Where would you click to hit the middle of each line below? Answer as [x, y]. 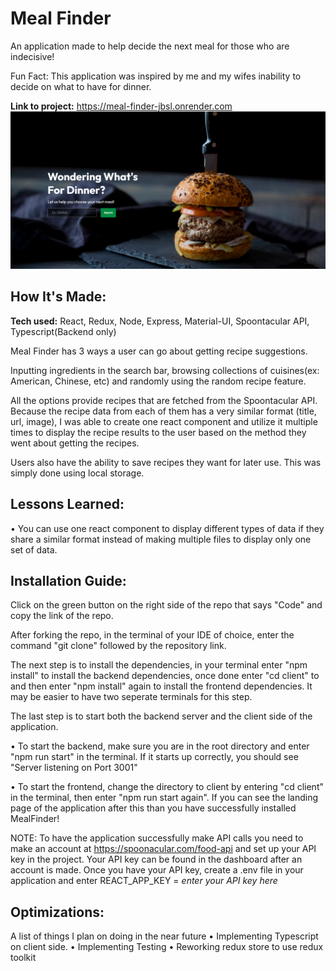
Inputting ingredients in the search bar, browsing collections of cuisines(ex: [165, 370]
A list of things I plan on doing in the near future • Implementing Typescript [164, 936]
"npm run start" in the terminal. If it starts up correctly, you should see [154, 757]
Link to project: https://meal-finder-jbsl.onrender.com [121, 106]
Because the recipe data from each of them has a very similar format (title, [163, 411]
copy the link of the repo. [62, 616]
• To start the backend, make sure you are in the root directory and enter [160, 746]
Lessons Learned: [67, 504]
